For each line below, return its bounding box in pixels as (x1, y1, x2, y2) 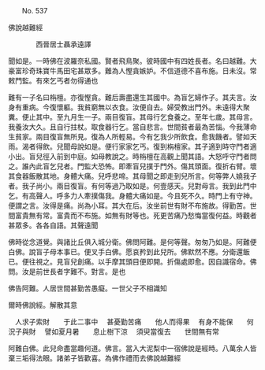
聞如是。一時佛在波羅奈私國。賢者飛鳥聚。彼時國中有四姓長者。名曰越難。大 (8, 57, 257, 65)
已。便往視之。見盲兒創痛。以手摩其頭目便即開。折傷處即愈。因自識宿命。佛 (8, 257, 257, 266)
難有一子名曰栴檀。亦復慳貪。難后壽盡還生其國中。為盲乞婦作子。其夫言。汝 (8, 93, 257, 102)
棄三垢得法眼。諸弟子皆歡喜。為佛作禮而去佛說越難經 (8, 353, 181, 363)
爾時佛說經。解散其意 (8, 301, 77, 309)
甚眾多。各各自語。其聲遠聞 (8, 220, 99, 230)
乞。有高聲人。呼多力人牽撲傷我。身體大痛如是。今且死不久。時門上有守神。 (8, 191, 257, 200)
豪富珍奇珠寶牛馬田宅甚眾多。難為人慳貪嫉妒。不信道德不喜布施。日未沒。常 (8, 66, 257, 76)
